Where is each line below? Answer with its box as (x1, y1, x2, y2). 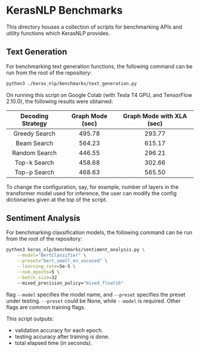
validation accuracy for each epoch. (14, 326, 104, 334)
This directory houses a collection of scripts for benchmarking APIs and (6, 23, 183, 30)
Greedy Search (13, 129, 55, 138)
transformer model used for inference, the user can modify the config (6, 189, 177, 197)
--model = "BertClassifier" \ (17, 253, 86, 258)
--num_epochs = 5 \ (17, 269, 60, 275)
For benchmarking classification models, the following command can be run (6, 229, 192, 236)
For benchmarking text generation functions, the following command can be (6, 63, 193, 70)
